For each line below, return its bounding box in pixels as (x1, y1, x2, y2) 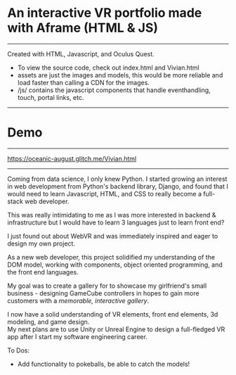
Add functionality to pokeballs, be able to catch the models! (17, 360, 190, 368)
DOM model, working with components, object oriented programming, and (7, 260, 223, 269)
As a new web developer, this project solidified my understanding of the (7, 253, 216, 261)
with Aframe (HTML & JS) (7, 20, 159, 36)
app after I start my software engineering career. (7, 332, 147, 341)
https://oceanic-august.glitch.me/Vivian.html (7, 154, 137, 163)
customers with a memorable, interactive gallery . (7, 296, 150, 305)
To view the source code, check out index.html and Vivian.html (17, 63, 199, 72)
